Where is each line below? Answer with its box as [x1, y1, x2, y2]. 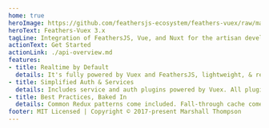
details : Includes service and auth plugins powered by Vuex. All [15, 85, 242, 94]
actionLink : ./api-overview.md [8, 48, 113, 56]
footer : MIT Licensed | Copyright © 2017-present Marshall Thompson [8, 108, 242, 116]
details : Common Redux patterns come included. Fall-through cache [15, 100, 246, 108]
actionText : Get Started [8, 41, 91, 49]
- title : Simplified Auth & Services [8, 78, 134, 86]
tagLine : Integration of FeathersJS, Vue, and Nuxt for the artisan [8, 33, 242, 42]
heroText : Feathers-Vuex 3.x [8, 26, 106, 34]
